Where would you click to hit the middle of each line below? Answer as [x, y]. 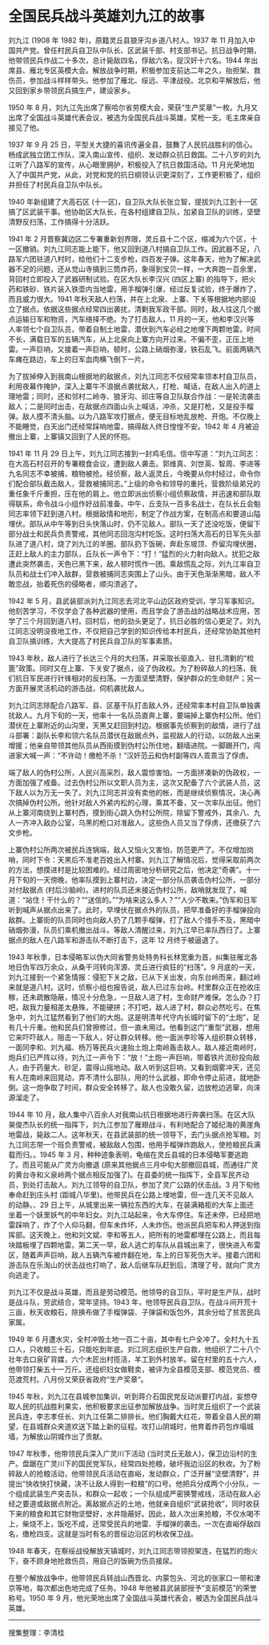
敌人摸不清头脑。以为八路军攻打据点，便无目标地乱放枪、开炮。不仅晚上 [141, 416]
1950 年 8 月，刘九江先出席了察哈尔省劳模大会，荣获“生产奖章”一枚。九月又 [133, 107]
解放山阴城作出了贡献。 [68, 1436]
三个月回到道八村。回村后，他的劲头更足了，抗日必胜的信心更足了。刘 [138, 621]
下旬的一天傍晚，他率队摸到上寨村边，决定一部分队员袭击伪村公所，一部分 [138, 879]
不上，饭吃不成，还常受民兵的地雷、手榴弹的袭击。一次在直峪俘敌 [145, 1523]
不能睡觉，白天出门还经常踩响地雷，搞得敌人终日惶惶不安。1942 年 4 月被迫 [134, 426]
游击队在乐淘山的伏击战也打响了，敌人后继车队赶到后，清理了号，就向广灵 [131, 1265]
